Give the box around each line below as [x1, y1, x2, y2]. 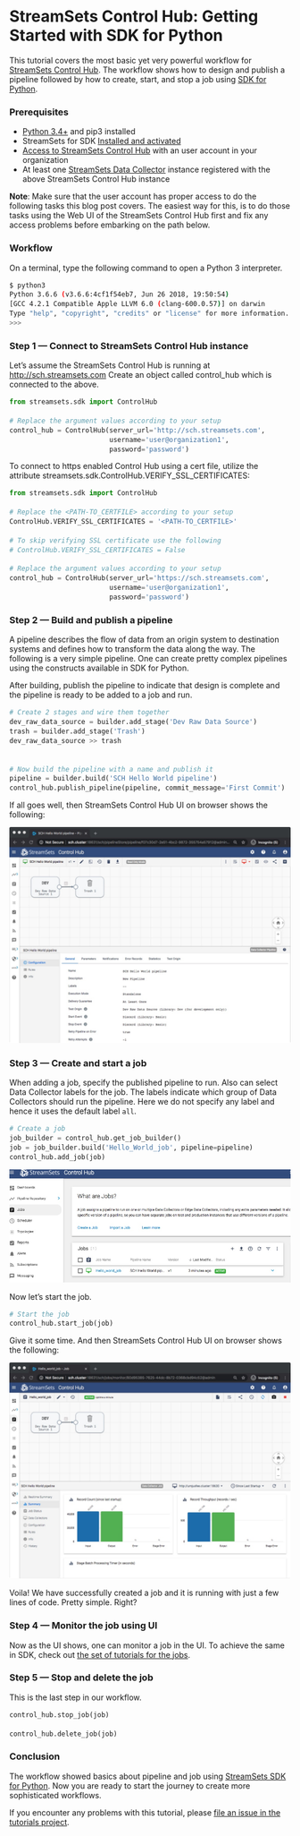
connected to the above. [9, 379, 100, 390]
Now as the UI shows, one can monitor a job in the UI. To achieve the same [9, 1640, 286, 1651]
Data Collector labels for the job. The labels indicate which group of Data [9, 1087, 277, 1097]
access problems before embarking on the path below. [9, 219, 211, 230]
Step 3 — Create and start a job [9, 1056, 147, 1069]
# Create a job [9, 1124, 66, 1133]
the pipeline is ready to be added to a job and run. [9, 689, 193, 700]
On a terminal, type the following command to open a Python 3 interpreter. [9, 262, 283, 273]
